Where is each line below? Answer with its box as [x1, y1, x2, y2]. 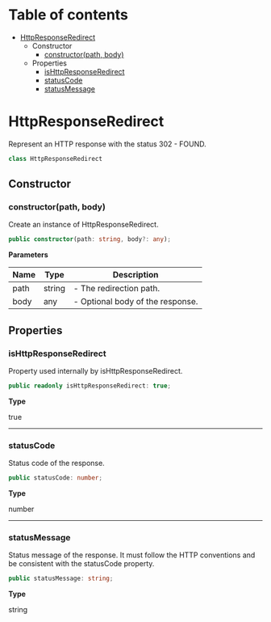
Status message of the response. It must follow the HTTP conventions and [8, 550, 256, 560]
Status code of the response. [8, 459, 105, 468]
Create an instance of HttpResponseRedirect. [8, 220, 159, 230]
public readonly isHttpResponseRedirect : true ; [8, 382, 172, 390]
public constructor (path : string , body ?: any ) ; [8, 235, 172, 243]
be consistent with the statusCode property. [8, 559, 155, 569]
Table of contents [8, 6, 129, 24]
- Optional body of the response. [73, 296, 198, 307]
